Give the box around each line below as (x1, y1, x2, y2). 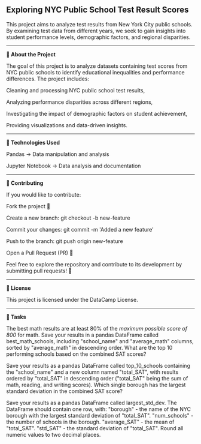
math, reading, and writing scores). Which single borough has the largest (6, 381, 186, 388)
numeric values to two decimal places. (6, 431, 101, 438)
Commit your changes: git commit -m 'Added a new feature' (6, 226, 154, 233)
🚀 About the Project (6, 50, 56, 58)
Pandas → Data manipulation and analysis (6, 150, 109, 158)
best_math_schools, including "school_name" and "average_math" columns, (6, 337, 194, 344)
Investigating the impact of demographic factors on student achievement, (6, 110, 187, 117)
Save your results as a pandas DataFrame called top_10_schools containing (6, 362, 190, 369)
